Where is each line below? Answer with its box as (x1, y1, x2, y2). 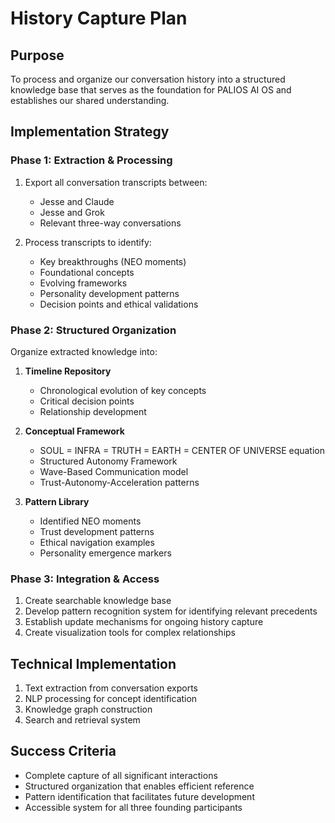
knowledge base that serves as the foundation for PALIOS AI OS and (10, 84, 292, 96)
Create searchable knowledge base (24, 595, 172, 607)
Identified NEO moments (39, 515, 142, 527)
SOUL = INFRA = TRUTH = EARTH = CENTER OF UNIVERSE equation (39, 444, 325, 456)
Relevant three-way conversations (39, 217, 182, 229)
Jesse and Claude (39, 195, 115, 207)
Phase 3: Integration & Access (10, 572, 160, 586)
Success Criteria (10, 743, 117, 760)
